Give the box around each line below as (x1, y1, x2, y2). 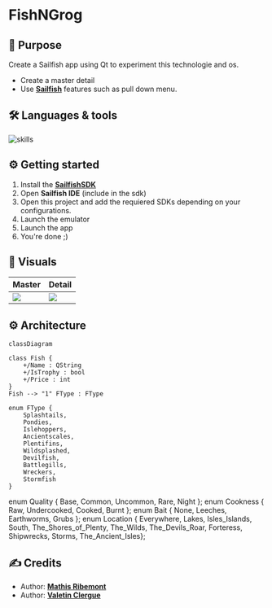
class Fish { (8, 354, 53, 363)
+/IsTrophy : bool (23, 369, 86, 377)
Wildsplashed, (23, 447, 71, 455)
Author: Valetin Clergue (20, 590, 101, 600)
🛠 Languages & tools (8, 108, 118, 123)
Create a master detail (20, 76, 95, 85)
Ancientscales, (23, 433, 75, 441)
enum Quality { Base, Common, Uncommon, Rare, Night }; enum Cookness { (8, 496, 265, 506)
